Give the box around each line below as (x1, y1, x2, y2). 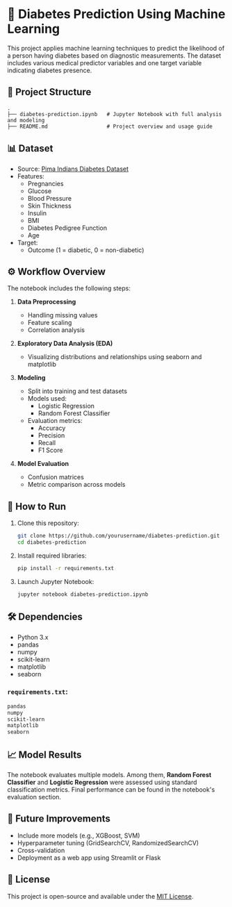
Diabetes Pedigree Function (27, 224, 108, 232)
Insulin (27, 208, 47, 217)
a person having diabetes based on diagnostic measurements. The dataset (7, 51, 222, 60)
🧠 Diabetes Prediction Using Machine (7, 6, 226, 22)
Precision (38, 431, 65, 440)
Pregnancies (27, 179, 64, 188)
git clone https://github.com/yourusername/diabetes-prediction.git (17, 533, 220, 540)
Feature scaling (27, 319, 72, 327)
